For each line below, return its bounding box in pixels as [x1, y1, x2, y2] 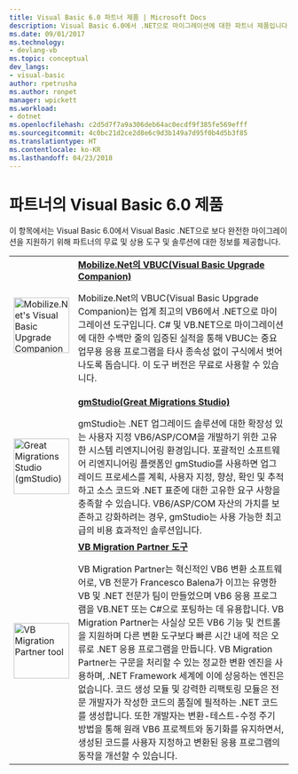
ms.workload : [9, 104, 58, 113]
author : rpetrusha [9, 79, 77, 88]
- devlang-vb [9, 46, 58, 55]
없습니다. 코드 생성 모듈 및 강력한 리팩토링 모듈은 [78, 683, 269, 696]
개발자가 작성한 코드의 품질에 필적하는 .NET [88, 697, 260, 709]
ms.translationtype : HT [9, 137, 98, 146]
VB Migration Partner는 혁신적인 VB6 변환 [78, 563, 247, 576]
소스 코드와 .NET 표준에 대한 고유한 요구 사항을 [96, 484, 281, 497]
